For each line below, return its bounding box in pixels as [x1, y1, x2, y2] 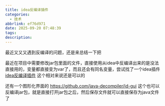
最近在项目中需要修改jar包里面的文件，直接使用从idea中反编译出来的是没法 [5, 60, 159, 66]
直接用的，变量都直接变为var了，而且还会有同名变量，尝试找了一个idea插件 [5, 66, 161, 72]
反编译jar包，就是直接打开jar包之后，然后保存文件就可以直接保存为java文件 [5, 89, 160, 95]
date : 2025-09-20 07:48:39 [5, 26, 61, 31]
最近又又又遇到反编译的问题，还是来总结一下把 [5, 49, 101, 55]
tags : [5, 30, 16, 35]
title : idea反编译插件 [5, 7, 49, 12]
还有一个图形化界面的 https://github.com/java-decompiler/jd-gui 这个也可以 [5, 83, 160, 89]
